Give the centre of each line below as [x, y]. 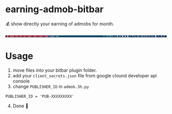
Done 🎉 [20, 106]
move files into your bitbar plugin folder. [55, 70]
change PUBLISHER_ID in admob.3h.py [51, 86]
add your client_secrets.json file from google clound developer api [85, 75]
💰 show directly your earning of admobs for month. [60, 23]
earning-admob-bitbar [55, 9]
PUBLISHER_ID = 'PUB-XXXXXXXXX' [40, 96]
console [21, 81]
